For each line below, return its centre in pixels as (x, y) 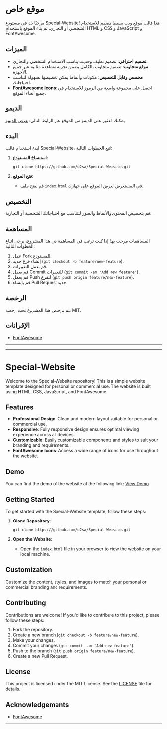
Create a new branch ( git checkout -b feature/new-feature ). (76, 635)
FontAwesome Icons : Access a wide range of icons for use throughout (85, 451)
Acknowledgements (37, 704)
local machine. (35, 554)
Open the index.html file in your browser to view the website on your (90, 549)
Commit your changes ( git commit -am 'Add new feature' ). (74, 645)
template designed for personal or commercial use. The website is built (78, 386)
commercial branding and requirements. (47, 587)
